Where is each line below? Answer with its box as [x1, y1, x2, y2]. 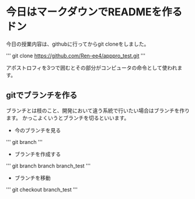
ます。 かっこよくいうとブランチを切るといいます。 [6, 114, 130, 121]
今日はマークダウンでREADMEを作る [6, 5, 183, 19]
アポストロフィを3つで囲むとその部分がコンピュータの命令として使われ [6, 64, 177, 71]
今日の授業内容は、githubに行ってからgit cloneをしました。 [6, 40, 149, 47]
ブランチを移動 [14, 174, 51, 181]
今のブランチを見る [14, 126, 61, 133]
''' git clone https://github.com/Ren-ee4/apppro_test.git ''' [6, 52, 146, 59]
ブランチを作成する [14, 150, 61, 157]
